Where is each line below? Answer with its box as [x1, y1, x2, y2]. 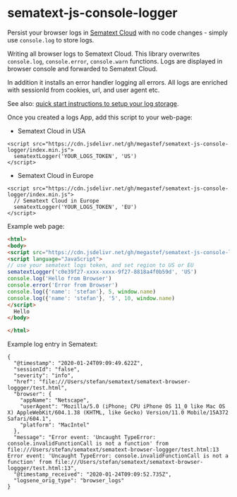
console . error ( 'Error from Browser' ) [7, 282, 119, 289]
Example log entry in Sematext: [7, 340, 98, 349]
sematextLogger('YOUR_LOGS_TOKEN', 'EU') [13, 203, 138, 210]
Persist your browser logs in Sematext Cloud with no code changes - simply [7, 28, 228, 37]
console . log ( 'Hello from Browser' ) [7, 275, 112, 282]
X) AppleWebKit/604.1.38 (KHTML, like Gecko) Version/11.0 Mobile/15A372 [7, 409, 229, 417]
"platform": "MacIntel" [20, 421, 90, 429]
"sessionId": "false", [13, 366, 80, 373]
